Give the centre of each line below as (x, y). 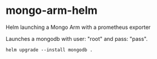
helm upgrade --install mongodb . (49, 50)
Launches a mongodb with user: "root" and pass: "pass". (77, 39)
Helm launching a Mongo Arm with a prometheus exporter (78, 27)
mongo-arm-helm (52, 11)
